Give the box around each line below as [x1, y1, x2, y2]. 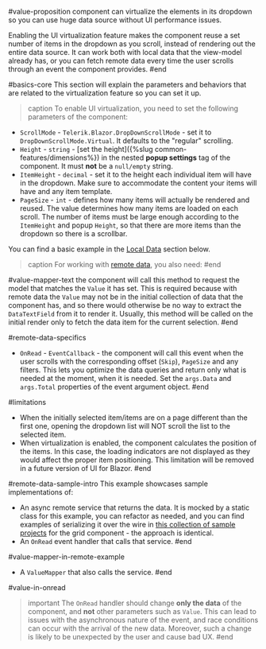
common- [154, 145, 187, 154]
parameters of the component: [27, 112, 129, 122]
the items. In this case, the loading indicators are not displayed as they [19, 447, 251, 456]
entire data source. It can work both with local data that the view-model [8, 48, 242, 56]
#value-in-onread [8, 583, 66, 592]
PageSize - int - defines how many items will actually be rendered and [19, 195, 250, 204]
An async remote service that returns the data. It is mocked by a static [19, 503, 250, 512]
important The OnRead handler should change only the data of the [27, 598, 242, 608]
